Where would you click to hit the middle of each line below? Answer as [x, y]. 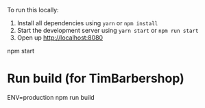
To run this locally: [33, 10]
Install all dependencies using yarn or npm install [87, 23]
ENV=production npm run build [51, 97]
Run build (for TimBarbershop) [96, 79]
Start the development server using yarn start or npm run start [108, 30]
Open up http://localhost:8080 [60, 38]
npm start [21, 51]
